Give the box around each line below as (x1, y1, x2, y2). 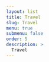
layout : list (6, 8, 38, 15)
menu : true (6, 25, 33, 31)
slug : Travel (6, 19, 38, 25)
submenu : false (6, 31, 44, 37)
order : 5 (6, 36, 28, 42)
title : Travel (6, 14, 41, 20)
